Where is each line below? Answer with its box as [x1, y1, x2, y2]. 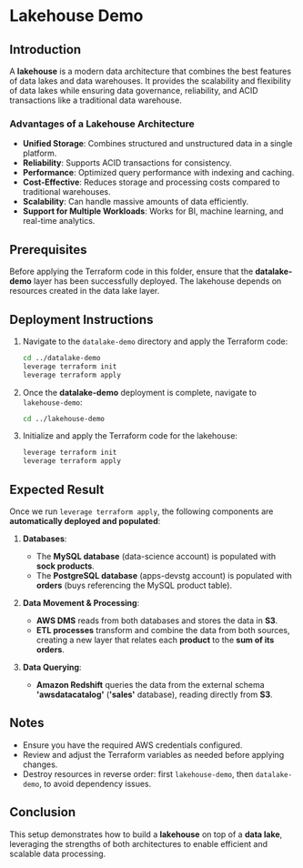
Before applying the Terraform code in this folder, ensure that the [9, 266, 254, 278]
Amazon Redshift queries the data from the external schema [35, 679, 266, 690]
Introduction [9, 42, 82, 57]
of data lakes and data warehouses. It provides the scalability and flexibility [9, 76, 291, 86]
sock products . [35, 560, 96, 571]
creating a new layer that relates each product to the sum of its [35, 634, 275, 645]
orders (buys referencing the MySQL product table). [35, 580, 233, 590]
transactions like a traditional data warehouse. [9, 95, 182, 106]
